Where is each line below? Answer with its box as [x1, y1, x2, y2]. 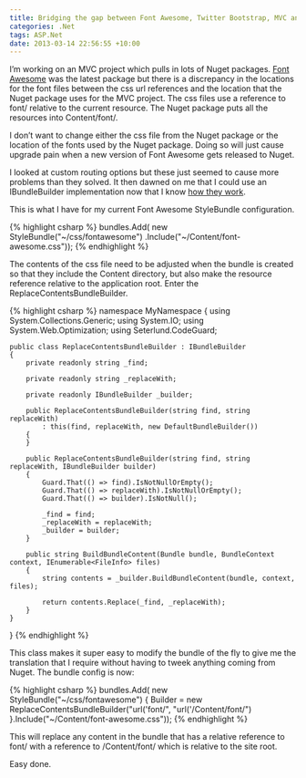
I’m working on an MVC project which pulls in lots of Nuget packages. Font [9, 64, 290, 75]
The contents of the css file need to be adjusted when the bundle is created [9, 259, 294, 270]
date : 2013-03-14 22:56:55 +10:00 [9, 38, 141, 48]
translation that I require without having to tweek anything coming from [9, 658, 276, 669]
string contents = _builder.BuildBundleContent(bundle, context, [42, 574, 296, 584]
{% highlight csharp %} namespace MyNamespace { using [9, 306, 230, 316]
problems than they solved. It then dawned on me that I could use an [9, 177, 267, 188]
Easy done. [9, 759, 52, 770]
